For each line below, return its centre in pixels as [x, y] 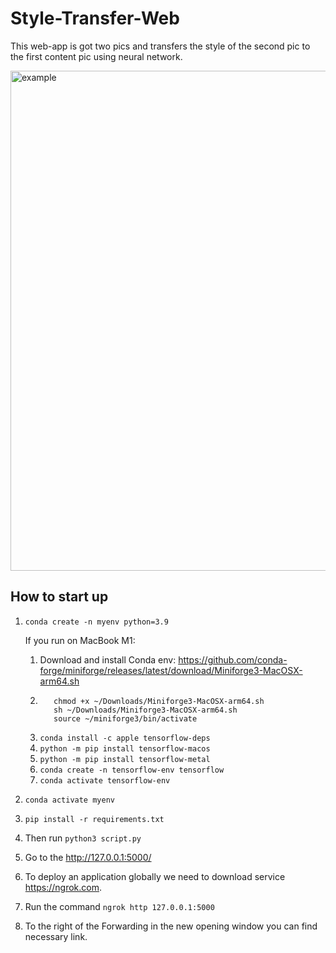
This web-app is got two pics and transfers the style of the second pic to [160, 46]
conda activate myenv [69, 800]
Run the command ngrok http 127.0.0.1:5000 [119, 906]
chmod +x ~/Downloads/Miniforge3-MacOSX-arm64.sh [159, 701]
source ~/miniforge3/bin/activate [125, 718]
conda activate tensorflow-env [105, 780]
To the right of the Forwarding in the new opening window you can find [171, 926]
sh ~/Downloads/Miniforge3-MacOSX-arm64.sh [145, 710]
